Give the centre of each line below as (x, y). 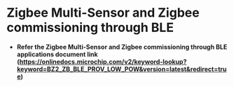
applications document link (57, 54)
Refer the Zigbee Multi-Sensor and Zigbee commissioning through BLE (122, 47)
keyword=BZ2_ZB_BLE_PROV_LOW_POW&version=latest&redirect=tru (122, 69)
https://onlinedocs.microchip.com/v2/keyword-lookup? (103, 61)
